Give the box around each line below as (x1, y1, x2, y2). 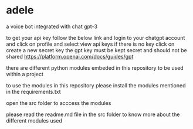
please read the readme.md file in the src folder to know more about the (6, 111, 180, 118)
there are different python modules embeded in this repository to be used (6, 64, 184, 71)
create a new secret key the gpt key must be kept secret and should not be (6, 46, 187, 53)
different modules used (6, 117, 63, 124)
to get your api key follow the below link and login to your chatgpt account (6, 34, 185, 41)
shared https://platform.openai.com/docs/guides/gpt (6, 53, 134, 60)
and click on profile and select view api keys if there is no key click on (6, 40, 175, 47)
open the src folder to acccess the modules (6, 99, 111, 106)
